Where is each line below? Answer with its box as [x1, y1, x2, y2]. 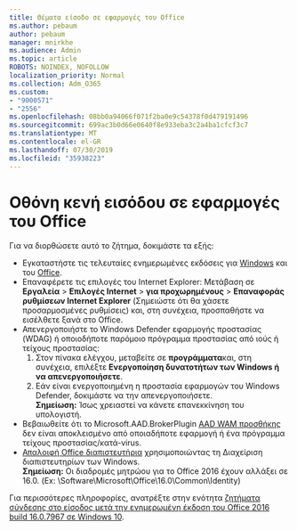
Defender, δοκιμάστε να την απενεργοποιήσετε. [35, 390, 213, 401]
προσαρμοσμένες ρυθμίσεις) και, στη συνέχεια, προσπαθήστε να [21, 305, 265, 316]
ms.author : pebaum [9, 21, 77, 30]
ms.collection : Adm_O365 [9, 79, 101, 88]
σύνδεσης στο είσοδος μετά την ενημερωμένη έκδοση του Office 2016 [9, 502, 270, 513]
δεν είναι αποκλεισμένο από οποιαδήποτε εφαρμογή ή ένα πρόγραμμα [21, 428, 285, 439]
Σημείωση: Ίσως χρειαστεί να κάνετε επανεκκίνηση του [35, 400, 245, 411]
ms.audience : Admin [9, 46, 82, 55]
